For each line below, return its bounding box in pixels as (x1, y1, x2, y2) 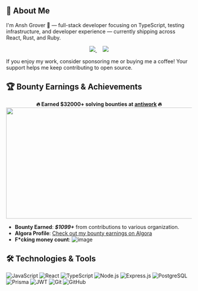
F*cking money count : (14, 236, 71, 243)
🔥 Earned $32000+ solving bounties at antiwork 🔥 (36, 100, 162, 107)
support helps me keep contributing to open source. (6, 64, 133, 71)
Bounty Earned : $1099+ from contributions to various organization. (14, 223, 180, 230)
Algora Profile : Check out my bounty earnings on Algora (14, 230, 152, 237)
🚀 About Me (6, 6, 50, 16)
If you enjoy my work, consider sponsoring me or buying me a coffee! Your (6, 57, 188, 65)
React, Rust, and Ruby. (6, 34, 61, 41)
